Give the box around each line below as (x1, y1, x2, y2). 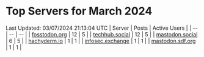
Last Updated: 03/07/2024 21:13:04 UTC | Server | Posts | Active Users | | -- (5, 24, 198, 32)
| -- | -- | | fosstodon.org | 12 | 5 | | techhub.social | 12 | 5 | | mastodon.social (5, 30, 198, 38)
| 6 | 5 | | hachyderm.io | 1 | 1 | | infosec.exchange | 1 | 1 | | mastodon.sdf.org (5, 37, 196, 44)
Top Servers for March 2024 (5, 4, 153, 18)
